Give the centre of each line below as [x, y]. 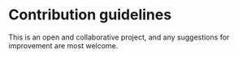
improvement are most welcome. [63, 45]
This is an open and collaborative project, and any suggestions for [119, 37]
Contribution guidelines [90, 15]
